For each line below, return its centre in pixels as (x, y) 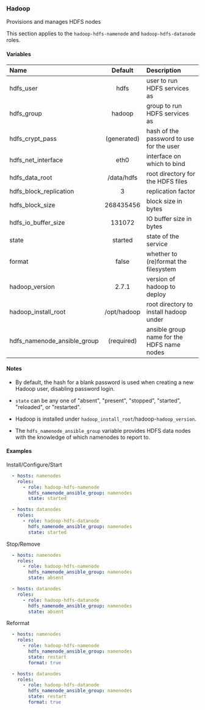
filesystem (161, 269)
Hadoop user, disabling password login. (65, 388)
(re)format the (167, 261)
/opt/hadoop (123, 311)
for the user (163, 146)
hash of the (162, 131)
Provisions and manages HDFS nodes (54, 22)
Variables (19, 54)
